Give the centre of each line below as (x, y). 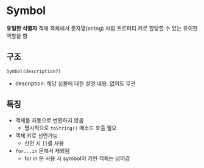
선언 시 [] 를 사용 (44, 143)
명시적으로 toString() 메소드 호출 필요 (70, 128)
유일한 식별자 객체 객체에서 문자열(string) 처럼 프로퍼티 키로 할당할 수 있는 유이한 (102, 28)
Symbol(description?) (34, 71)
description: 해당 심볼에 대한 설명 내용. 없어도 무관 (75, 83)
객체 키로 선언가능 (36, 135)
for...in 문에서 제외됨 (42, 150)
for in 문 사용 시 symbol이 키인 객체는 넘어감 (77, 158)
